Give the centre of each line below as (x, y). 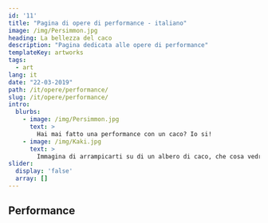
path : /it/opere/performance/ (59, 90)
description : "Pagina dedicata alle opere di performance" (108, 45)
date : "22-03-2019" (41, 82)
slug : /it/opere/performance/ (59, 97)
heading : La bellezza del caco (60, 38)
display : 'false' (44, 171)
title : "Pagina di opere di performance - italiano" (98, 23)
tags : (17, 61)
